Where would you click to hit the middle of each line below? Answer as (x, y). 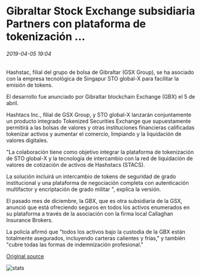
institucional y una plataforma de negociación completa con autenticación (97, 183)
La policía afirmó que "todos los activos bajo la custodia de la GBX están (96, 232)
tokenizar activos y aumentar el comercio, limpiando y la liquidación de (94, 134)
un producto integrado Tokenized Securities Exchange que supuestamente (99, 121)
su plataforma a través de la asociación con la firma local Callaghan (90, 214)
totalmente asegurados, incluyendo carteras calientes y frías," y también (96, 238)
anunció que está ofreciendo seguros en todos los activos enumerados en (98, 207)
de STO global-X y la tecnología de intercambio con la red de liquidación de (100, 158)
